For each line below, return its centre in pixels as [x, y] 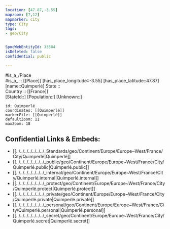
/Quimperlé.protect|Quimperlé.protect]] [54, 189]
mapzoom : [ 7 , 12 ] [22, 15]
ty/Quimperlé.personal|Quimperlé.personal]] [59, 210]
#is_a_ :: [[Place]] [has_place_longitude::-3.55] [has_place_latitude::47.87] [82, 80]
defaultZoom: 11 [22, 119]
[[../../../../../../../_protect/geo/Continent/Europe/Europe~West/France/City [89, 184]
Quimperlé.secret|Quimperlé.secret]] [51, 221]
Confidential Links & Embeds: [53, 139]
